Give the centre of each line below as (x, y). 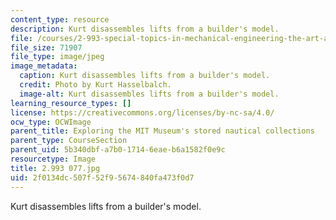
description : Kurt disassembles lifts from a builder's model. (145, 29)
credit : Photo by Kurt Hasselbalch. (95, 85)
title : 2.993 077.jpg (55, 168)
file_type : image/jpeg (57, 57)
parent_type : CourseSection (69, 141)
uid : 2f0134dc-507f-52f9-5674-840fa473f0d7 (102, 177)
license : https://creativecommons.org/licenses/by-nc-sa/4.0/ (142, 112)
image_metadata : (44, 66)
